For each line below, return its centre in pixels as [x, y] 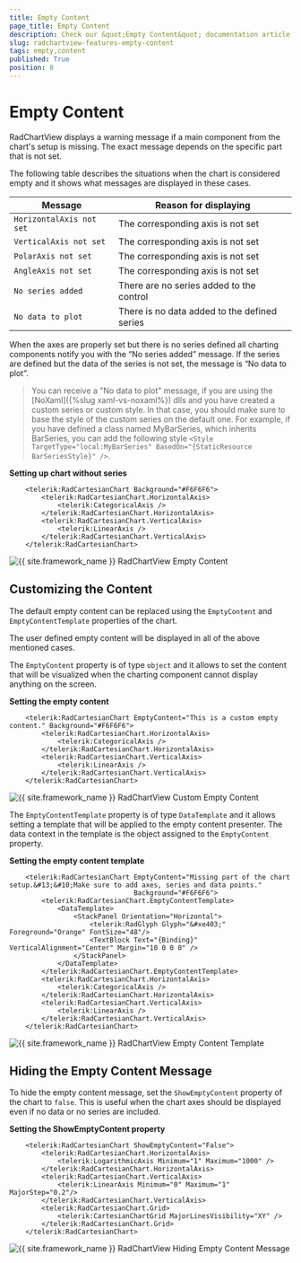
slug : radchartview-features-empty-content [92, 43]
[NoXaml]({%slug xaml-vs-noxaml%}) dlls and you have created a [153, 399]
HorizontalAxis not [55, 219]
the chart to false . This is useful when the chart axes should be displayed [146, 1102]
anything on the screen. [53, 684]
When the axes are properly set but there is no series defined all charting [144, 344]
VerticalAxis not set [60, 241]
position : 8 [31, 68]
